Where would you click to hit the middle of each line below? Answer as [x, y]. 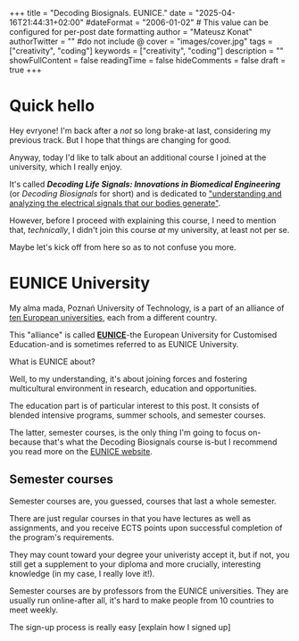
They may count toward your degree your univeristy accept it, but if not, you [149, 554]
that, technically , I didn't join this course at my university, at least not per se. [149, 229]
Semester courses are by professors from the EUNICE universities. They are [149, 591]
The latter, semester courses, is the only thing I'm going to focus [128, 432]
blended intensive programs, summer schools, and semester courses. [137, 415]
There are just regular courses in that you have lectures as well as [130, 518]
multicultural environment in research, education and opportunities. [133, 388]
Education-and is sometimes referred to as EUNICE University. [124, 344]
